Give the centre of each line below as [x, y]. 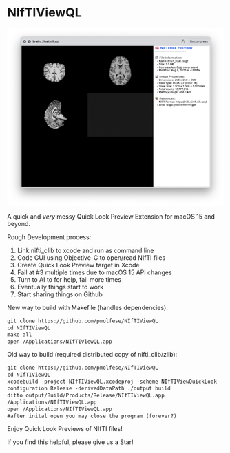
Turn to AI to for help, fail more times [69, 279]
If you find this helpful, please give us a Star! [70, 442]
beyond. [19, 223]
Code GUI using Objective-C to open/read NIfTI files [91, 257]
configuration [28, 388]
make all [20, 335]
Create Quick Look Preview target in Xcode [78, 265]
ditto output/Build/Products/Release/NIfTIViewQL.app [86, 395]
